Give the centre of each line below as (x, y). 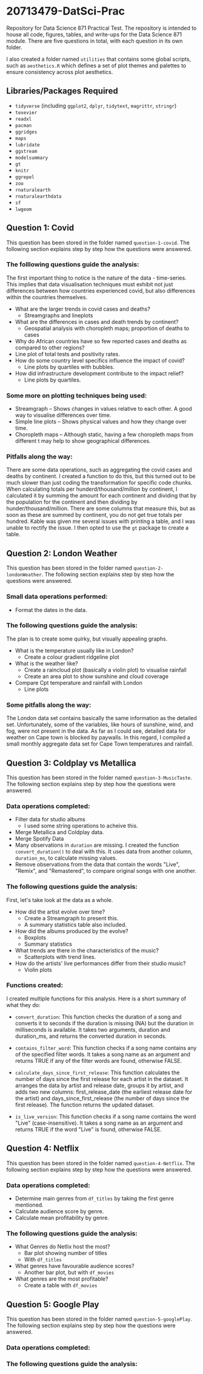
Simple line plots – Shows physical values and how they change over (101, 422)
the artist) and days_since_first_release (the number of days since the (102, 1098)
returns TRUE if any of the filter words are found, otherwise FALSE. (98, 1060)
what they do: (23, 1005)
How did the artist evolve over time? (60, 912)
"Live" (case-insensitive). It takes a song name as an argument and (99, 1123)
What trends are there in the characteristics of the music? (87, 950)
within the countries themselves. (47, 297)
